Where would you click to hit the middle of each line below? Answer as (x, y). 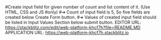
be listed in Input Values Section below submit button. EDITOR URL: (73, 22)
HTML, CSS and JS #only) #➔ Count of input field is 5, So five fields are (78, 12)
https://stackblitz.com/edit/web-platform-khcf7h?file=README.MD (73, 27)
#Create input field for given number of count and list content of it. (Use (78, 7)
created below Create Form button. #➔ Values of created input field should (81, 17)
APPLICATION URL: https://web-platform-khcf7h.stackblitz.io (67, 33)
